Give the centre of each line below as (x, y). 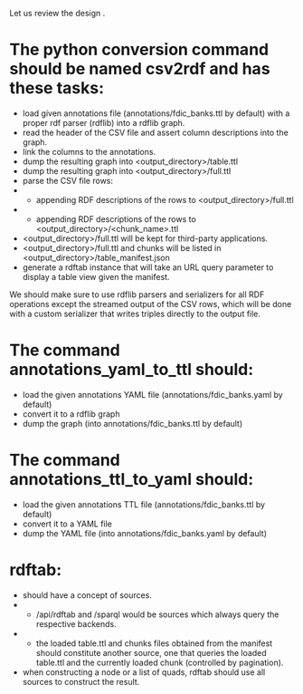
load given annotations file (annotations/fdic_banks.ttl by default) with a (156, 113)
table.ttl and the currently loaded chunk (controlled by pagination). (160, 662)
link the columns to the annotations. (89, 151)
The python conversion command (139, 50)
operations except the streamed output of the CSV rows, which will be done (151, 304)
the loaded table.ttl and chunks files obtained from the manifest (154, 643)
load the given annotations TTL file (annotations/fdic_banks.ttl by (143, 504)
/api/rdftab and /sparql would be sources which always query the (157, 614)
